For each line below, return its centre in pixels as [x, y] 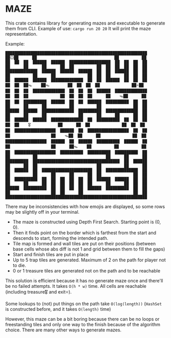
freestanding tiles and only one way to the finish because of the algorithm [83, 324]
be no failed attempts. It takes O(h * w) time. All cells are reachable [76, 286]
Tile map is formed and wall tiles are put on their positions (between [84, 243]
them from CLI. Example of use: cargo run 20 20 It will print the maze [78, 28]
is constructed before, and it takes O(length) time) [58, 309]
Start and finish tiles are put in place [51, 254]
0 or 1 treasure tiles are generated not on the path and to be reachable [87, 271]
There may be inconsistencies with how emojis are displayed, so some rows [85, 206]
